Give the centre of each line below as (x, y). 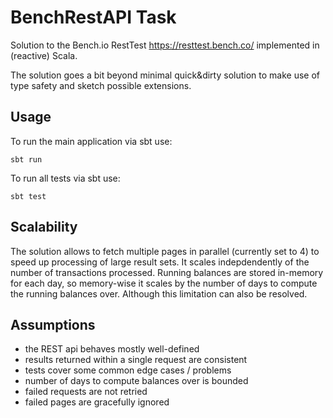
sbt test (28, 196)
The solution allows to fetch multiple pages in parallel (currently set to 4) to (165, 251)
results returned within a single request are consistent (136, 360)
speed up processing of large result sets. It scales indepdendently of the (160, 262)
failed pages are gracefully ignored (97, 402)
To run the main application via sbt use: (91, 141)
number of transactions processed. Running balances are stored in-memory (167, 272)
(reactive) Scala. (44, 55)
